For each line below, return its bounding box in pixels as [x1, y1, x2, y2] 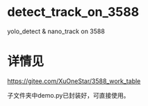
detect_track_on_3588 [7, 4, 140, 20]
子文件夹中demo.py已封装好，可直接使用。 [7, 91, 130, 99]
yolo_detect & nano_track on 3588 [7, 27, 106, 35]
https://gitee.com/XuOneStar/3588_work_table [7, 77, 141, 85]
